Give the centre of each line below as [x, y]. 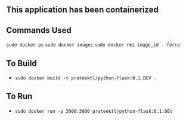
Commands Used [39, 30]
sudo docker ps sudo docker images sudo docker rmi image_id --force [93, 45]
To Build [21, 63]
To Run [19, 96]
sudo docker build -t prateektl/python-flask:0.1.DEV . [86, 78]
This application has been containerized [83, 10]
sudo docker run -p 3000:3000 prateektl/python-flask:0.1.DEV [94, 111]
